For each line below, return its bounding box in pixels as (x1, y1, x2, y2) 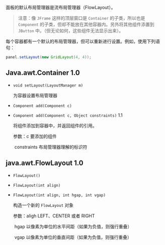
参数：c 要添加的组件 (13, 133, 57, 139)
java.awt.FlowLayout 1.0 (6, 159, 84, 168)
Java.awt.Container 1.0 (6, 68, 80, 77)
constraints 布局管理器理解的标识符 (14, 144, 88, 150)
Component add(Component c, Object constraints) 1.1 (13, 112, 123, 118)
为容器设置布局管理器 (13, 92, 57, 98)
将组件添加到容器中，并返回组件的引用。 (13, 122, 97, 128)
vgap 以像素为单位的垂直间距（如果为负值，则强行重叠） (14, 234, 132, 240)
